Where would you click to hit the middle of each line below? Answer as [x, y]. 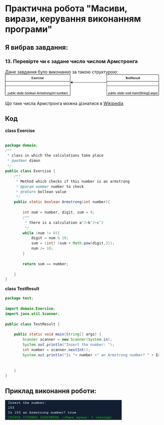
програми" [29, 29]
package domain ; [21, 145]
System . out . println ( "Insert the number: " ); [69, 345]
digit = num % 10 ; [50, 238]
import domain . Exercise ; [30, 309]
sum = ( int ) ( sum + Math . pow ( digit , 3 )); [73, 243]
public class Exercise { [30, 171]
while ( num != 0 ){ [41, 233]
